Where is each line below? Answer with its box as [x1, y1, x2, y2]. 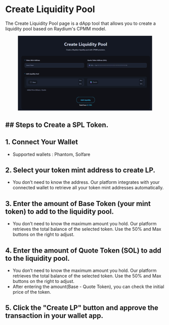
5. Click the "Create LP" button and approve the [5, 304, 158, 312]
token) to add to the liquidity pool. [5, 207, 114, 216]
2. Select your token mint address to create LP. [5, 166, 156, 174]
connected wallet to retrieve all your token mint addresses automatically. [12, 185, 164, 191]
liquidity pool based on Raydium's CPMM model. [5, 25, 107, 31]
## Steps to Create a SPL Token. [5, 120, 109, 129]
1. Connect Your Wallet [5, 138, 78, 146]
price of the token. [12, 289, 52, 295]
